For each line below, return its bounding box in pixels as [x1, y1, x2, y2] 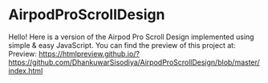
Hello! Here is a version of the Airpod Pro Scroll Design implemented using [8, 32, 254, 41]
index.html [8, 65, 43, 75]
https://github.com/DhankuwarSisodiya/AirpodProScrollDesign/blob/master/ [8, 57, 261, 67]
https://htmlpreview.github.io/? [39, 49, 140, 58]
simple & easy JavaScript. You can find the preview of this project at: [8, 40, 236, 49]
